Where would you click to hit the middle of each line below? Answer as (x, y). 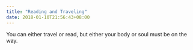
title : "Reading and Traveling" (47, 12)
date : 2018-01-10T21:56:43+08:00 (48, 17)
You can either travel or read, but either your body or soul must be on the (97, 34)
